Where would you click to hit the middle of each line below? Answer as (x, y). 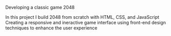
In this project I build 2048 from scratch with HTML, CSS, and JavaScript (82, 17)
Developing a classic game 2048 (40, 7)
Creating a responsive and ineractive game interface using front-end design (85, 23)
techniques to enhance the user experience (51, 28)
